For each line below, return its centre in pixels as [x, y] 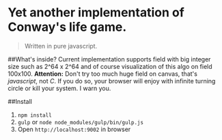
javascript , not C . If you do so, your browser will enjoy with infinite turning [112, 81]
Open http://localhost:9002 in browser [74, 129]
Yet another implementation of [96, 13]
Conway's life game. [67, 27]
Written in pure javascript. [61, 46]
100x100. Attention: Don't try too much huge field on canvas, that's [102, 74]
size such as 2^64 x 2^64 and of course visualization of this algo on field [110, 66]
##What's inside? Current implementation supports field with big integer [109, 59]
